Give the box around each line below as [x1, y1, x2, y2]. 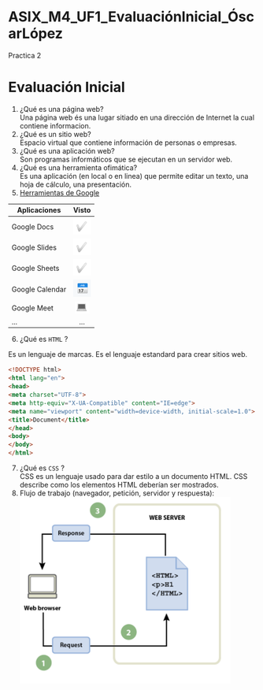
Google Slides [11, 243, 57, 252]
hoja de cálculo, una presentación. [19, 180, 132, 189]
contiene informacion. [19, 121, 91, 130]
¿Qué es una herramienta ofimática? [19, 162, 138, 172]
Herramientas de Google [19, 187, 100, 197]
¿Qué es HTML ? [19, 335, 69, 344]
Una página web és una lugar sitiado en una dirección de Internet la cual [19, 113, 254, 122]
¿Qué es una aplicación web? [19, 146, 116, 155]
